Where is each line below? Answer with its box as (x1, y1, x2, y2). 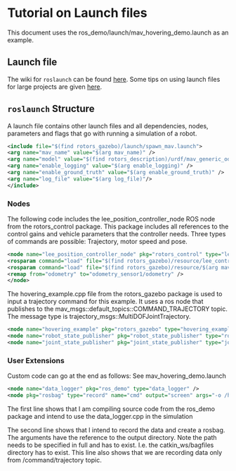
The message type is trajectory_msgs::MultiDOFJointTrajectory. (7, 312, 191, 321)
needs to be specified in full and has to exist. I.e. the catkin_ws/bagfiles (7, 441, 214, 449)
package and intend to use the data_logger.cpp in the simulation (7, 412, 193, 421)
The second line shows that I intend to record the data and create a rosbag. (7, 426, 225, 434)
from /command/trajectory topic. (7, 456, 102, 465)
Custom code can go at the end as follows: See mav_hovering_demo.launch (7, 372, 226, 380)
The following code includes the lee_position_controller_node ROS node (7, 214, 216, 223)
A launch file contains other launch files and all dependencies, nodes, (7, 121, 209, 130)
